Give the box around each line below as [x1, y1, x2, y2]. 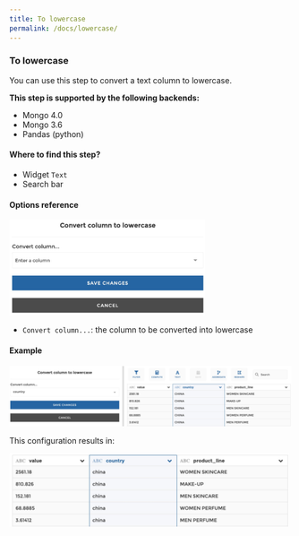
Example [9, 345, 43, 356]
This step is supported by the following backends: [9, 92, 200, 103]
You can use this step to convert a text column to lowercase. [9, 74, 233, 85]
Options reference [9, 199, 79, 210]
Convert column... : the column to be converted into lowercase [21, 324, 253, 335]
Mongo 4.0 [21, 109, 64, 120]
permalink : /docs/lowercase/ [9, 23, 118, 33]
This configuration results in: [9, 435, 115, 445]
